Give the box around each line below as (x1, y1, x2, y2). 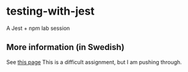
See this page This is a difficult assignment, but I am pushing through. (6, 58, 182, 65)
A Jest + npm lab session (6, 24, 70, 32)
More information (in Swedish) (6, 42, 125, 52)
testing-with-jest (6, 4, 95, 18)
